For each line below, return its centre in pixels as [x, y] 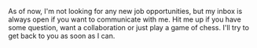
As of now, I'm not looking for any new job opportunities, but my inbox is [125, 11]
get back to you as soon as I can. [62, 36]
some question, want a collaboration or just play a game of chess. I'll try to [129, 27]
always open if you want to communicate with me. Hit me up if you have [125, 19]
